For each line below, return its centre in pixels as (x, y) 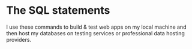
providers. (19, 39)
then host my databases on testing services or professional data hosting (95, 33)
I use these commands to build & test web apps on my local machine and (96, 27)
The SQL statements (58, 10)
